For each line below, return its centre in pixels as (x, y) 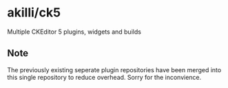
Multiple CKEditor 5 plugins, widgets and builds (74, 32)
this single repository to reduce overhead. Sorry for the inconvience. (104, 77)
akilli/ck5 (34, 13)
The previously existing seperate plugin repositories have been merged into (114, 69)
